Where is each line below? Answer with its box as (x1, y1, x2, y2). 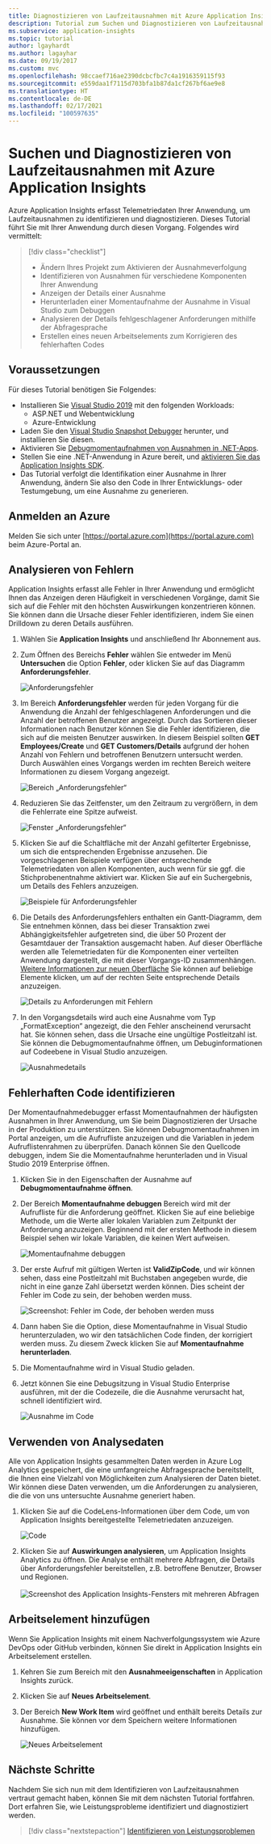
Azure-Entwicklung (31, 417, 97, 427)
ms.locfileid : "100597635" (8, 110, 99, 118)
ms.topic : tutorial (8, 34, 74, 43)
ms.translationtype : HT (8, 86, 89, 95)
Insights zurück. (19, 1675, 74, 1685)
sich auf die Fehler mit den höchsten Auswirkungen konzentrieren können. (8, 601, 256, 611)
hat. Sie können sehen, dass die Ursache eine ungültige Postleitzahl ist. (19, 1029, 258, 1039)
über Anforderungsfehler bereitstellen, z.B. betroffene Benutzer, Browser (19, 1564, 262, 1572)
